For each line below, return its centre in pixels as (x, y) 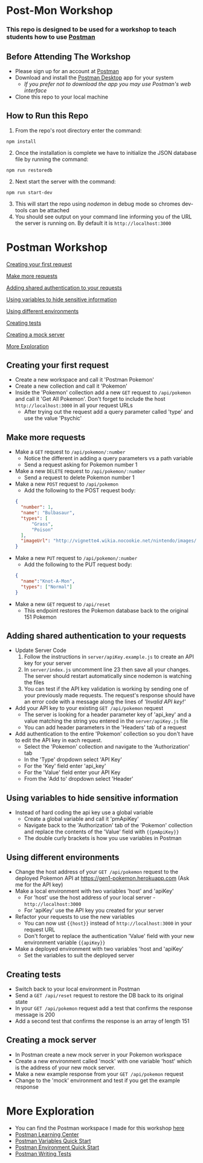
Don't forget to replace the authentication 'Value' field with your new (109, 936)
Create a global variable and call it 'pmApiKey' (81, 819)
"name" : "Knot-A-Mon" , (48, 581)
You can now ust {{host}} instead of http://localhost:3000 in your (108, 924)
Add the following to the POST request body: (80, 490)
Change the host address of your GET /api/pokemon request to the (96, 872)
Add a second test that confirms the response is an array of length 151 (102, 1021)
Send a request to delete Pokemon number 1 (79, 478)
